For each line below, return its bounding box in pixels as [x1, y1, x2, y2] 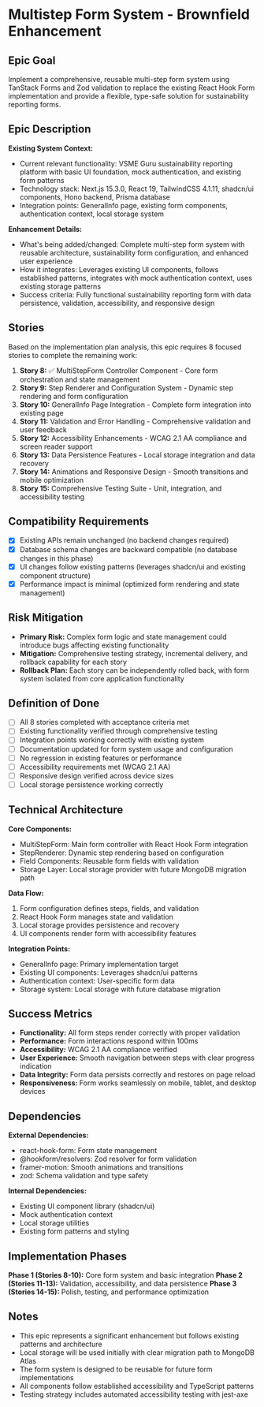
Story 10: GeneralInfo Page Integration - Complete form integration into [19, 400, 252, 409]
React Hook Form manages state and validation [19, 912, 173, 921]
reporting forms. [8, 100, 61, 109]
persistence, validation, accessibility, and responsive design [19, 298, 215, 308]
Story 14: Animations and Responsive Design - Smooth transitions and [19, 467, 248, 476]
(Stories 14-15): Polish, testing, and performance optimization [8, 1287, 210, 1297]
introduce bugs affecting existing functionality [19, 640, 169, 650]
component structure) [19, 570, 91, 580]
